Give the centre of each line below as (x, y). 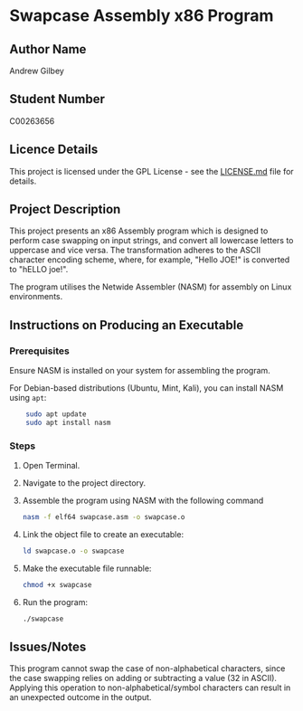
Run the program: (55, 602)
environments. (36, 297)
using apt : (28, 398)
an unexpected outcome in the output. (80, 697)
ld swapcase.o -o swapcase (73, 551)
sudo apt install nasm (68, 422)
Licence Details (54, 150)
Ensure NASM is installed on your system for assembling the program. (140, 371)
